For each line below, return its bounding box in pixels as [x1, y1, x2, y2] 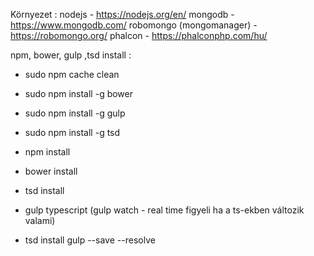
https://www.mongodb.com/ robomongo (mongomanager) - [10, 19, 258, 31]
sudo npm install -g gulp [24, 107, 126, 119]
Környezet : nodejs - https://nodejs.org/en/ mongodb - [10, 9, 235, 20]
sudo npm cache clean [24, 69, 120, 80]
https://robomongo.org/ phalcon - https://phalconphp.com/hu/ [10, 30, 268, 41]
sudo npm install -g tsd [24, 127, 121, 138]
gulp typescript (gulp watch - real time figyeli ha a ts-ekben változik [24, 204, 305, 216]
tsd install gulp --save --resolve [24, 234, 156, 246]
